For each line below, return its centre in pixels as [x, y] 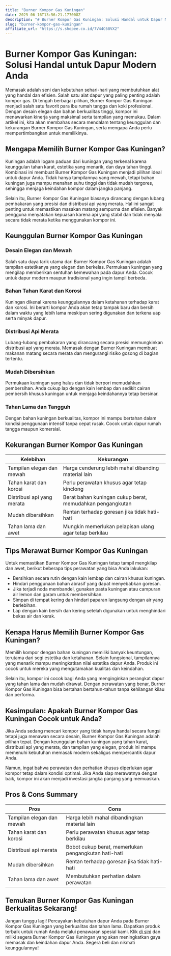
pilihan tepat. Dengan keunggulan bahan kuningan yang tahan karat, [77, 742]
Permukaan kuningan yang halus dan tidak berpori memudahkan [73, 383]
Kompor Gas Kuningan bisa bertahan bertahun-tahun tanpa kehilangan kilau [85, 689]
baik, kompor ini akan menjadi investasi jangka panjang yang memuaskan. [83, 779]
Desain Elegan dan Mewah [39, 250]
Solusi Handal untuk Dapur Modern [81, 65]
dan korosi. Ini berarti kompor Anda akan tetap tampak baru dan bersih [79, 307]
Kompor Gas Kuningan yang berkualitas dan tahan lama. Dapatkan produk [83, 926]
